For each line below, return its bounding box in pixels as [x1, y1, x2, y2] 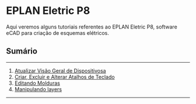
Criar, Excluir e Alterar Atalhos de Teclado [14, 73, 115, 80]
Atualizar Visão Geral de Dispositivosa [14, 67, 106, 74]
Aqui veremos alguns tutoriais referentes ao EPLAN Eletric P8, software [6, 23, 178, 30]
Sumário [6, 46, 38, 56]
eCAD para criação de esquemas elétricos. [6, 29, 110, 36]
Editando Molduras [14, 80, 60, 87]
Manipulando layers [14, 85, 62, 92]
